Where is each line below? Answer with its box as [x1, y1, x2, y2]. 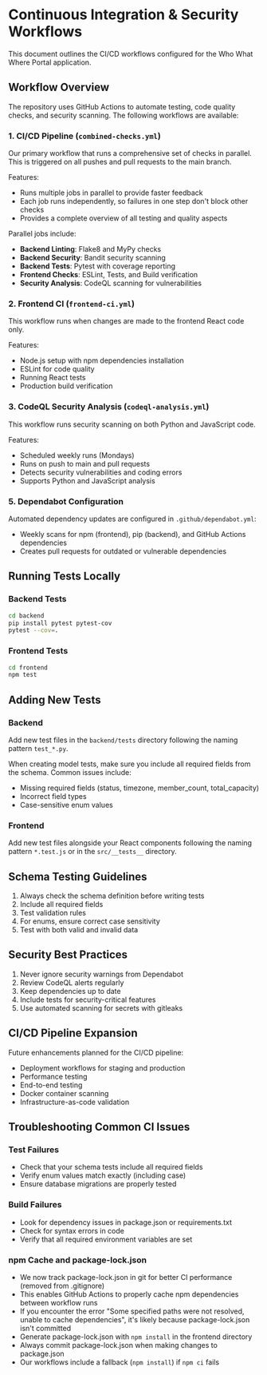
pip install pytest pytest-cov [8, 619, 112, 627]
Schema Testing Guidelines [8, 869, 147, 884]
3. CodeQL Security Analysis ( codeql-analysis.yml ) [8, 401, 210, 412]
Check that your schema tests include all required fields [19, 1162, 203, 1172]
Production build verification [19, 381, 113, 391]
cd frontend [8, 663, 48, 672]
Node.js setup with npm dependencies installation [19, 356, 185, 365]
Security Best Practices [8, 948, 128, 962]
